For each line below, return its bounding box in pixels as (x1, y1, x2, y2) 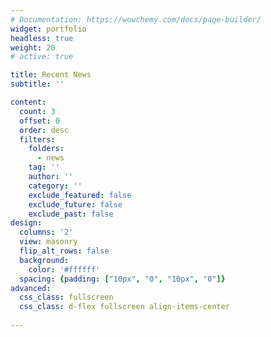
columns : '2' (19, 227, 74, 238)
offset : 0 (19, 116, 60, 126)
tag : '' (28, 162, 60, 173)
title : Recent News (10, 70, 92, 80)
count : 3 (19, 106, 56, 116)
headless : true (10, 33, 74, 43)
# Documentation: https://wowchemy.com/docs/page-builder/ (10, 14, 262, 25)
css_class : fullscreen (19, 292, 114, 303)
